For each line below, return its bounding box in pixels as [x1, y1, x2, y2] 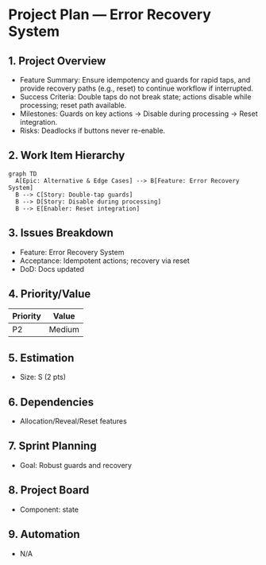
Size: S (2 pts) [19, 372, 66, 382]
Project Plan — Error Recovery [8, 6, 212, 24]
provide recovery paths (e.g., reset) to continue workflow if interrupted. [19, 83, 254, 93]
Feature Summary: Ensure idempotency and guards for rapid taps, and [19, 75, 251, 84]
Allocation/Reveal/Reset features [19, 416, 127, 426]
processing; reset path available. [19, 101, 127, 110]
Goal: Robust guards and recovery [19, 460, 133, 470]
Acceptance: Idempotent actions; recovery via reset [19, 256, 191, 265]
